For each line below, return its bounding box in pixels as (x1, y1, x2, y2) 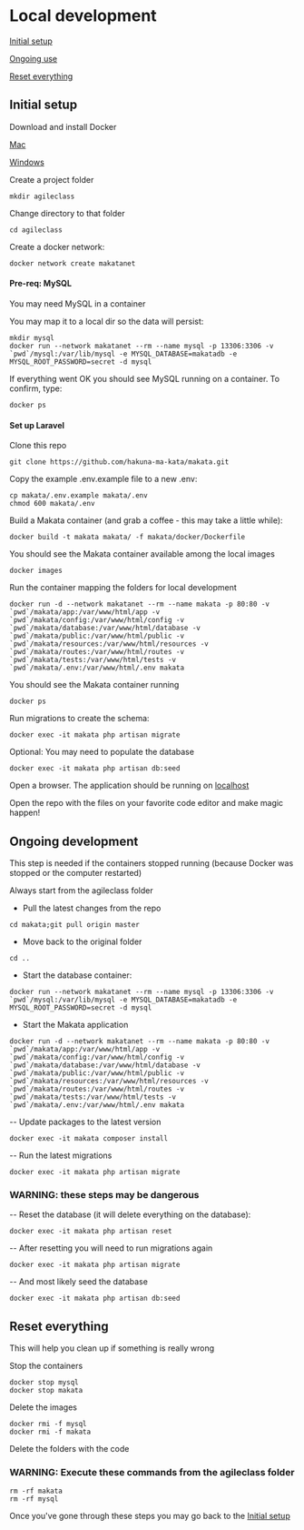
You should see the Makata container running (9, 679, 180, 690)
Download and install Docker (9, 121, 117, 132)
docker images (9, 566, 64, 576)
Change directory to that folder (9, 207, 125, 218)
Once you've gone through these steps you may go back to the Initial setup (9, 1511, 290, 1522)
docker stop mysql (9, 1378, 79, 1387)
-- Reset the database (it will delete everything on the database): (9, 1209, 251, 1220)
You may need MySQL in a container (9, 297, 146, 309)
